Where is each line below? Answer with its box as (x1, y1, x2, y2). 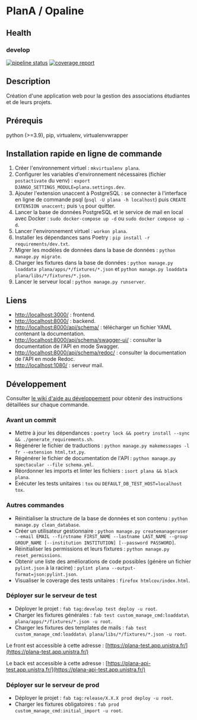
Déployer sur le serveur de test (6, 592, 97, 600)
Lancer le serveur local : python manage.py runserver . (14, 278, 147, 285)
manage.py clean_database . (14, 521, 81, 528)
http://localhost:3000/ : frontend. (14, 311, 96, 319)
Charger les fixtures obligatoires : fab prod (14, 700, 120, 708)
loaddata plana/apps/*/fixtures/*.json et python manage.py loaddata (14, 266, 188, 273)
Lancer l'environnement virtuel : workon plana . (14, 228, 128, 235)
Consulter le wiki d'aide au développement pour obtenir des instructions (6, 394, 183, 402)
